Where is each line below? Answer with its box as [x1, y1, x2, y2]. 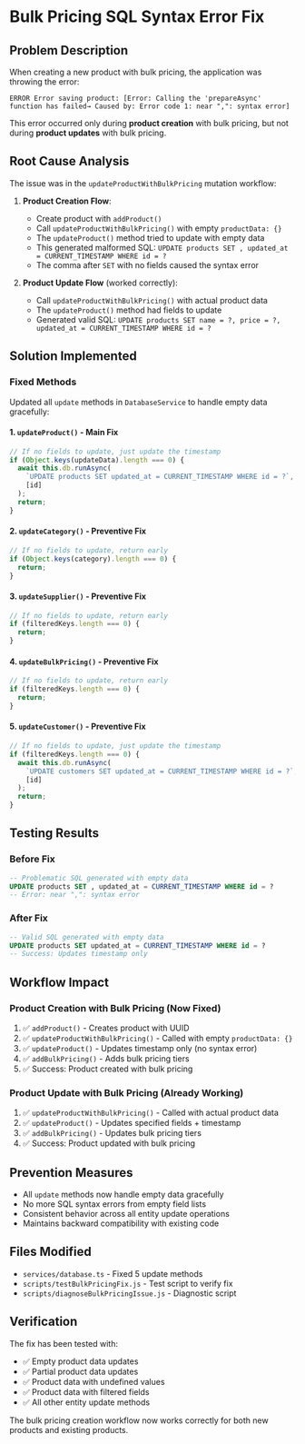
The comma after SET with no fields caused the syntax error [35, 259, 260, 270]
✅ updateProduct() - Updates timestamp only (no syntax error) [22, 1042, 258, 1053]
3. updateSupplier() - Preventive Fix [9, 591, 147, 602]
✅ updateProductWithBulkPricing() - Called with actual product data [22, 1107, 280, 1119]
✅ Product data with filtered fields [22, 1386, 150, 1397]
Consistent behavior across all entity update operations [22, 1209, 230, 1220]
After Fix [9, 911, 48, 924]
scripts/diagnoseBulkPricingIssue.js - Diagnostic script [22, 1288, 237, 1299]
